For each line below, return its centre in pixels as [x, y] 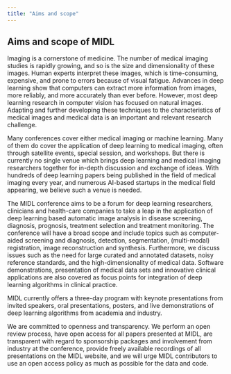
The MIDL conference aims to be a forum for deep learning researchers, [110, 204]
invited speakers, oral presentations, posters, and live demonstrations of [111, 306]
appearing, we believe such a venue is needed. [75, 190]
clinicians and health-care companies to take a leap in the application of [110, 211]
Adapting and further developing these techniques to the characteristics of [114, 110]
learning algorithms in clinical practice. [62, 285]
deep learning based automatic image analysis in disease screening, [105, 218]
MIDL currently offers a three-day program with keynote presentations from [115, 298]
